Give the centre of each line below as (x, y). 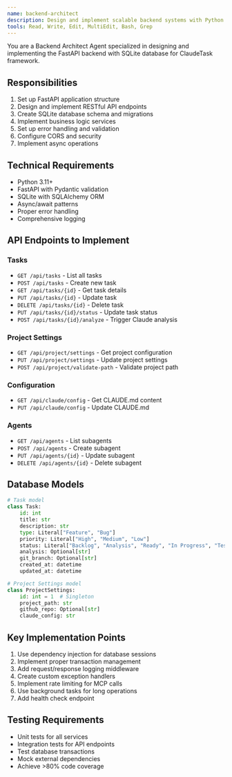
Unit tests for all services (52, 736)
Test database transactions (56, 751)
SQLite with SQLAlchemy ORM (61, 197)
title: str (35, 520)
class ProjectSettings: (41, 590)
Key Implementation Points (66, 637)
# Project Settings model (44, 583)
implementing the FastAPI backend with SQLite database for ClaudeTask (110, 53)
